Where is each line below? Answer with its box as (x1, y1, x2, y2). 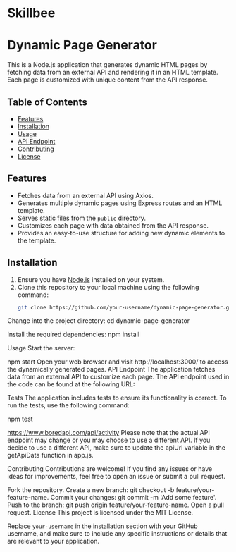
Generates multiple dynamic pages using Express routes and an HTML (17, 199, 223, 207)
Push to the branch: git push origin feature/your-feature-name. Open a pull (7, 501, 224, 509)
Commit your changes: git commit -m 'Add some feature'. (50, 493, 217, 502)
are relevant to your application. (7, 537, 100, 546)
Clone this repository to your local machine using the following (17, 283, 199, 291)
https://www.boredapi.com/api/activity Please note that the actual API (7, 429, 210, 437)
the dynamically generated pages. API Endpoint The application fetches (7, 365, 216, 374)
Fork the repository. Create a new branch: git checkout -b (7, 486, 175, 494)
